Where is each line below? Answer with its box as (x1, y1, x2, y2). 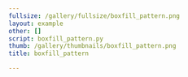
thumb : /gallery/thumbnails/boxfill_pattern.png (8, 42, 177, 50)
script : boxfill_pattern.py (8, 34, 104, 43)
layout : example (8, 19, 63, 28)
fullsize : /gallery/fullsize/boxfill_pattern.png (8, 11, 181, 20)
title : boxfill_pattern (8, 49, 90, 58)
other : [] (8, 27, 42, 35)
